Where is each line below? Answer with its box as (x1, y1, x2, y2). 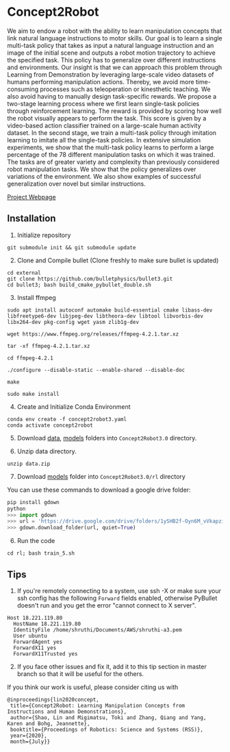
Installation (7, 213, 56, 225)
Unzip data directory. (16, 447, 77, 455)
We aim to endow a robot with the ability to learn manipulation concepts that (7, 27, 222, 35)
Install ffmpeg (16, 293, 56, 301)
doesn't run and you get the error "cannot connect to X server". (16, 601, 196, 610)
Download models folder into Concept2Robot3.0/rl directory (16, 472, 186, 480)
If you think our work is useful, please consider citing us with (7, 683, 179, 691)
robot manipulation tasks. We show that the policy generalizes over (7, 165, 196, 173)
